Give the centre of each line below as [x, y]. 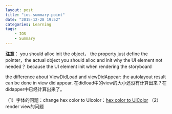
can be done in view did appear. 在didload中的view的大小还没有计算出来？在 [86, 83]
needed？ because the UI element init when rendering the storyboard [79, 66]
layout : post [19, 10]
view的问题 [32, 106]
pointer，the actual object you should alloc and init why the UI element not [84, 60]
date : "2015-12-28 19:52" [33, 19]
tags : [11, 29]
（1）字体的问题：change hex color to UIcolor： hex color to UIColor [77, 100]
